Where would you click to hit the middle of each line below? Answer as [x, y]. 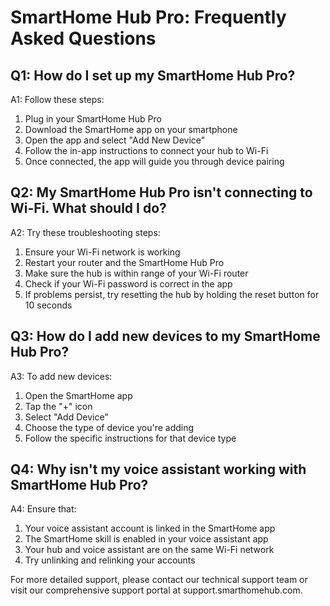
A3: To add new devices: [61, 376]
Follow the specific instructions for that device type [130, 438]
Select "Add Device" [66, 417]
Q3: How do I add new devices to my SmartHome [165, 336]
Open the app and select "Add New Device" [115, 140]
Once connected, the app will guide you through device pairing [154, 161]
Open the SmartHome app [78, 395]
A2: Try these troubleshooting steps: [85, 232]
